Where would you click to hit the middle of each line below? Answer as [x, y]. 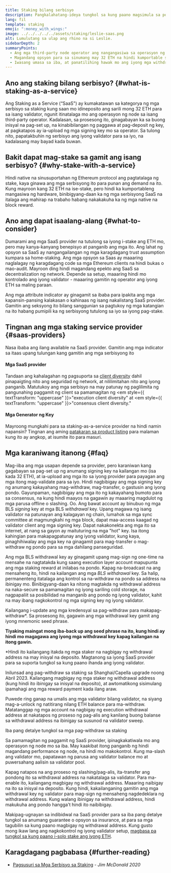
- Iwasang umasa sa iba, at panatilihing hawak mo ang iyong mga [81, 62]
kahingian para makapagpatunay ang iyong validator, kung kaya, [73, 536]
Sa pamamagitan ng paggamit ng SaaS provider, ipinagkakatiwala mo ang [82, 740]
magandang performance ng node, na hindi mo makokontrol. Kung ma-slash [85, 751]
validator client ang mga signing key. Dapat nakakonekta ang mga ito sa [81, 525]
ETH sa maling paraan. [29, 285]
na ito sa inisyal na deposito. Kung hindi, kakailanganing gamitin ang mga [82, 788]
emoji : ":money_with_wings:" [36, 29]
